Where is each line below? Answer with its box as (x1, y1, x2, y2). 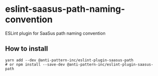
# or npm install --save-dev (5, 62, 65, 67)
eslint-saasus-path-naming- (5, 3, 125, 15)
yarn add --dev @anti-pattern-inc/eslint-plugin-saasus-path (5, 58, 134, 63)
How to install (5, 44, 48, 53)
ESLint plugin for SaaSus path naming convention (5, 30, 106, 36)
